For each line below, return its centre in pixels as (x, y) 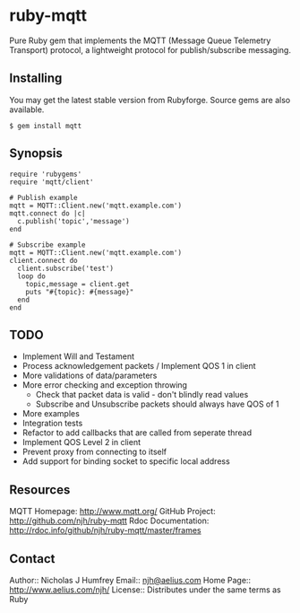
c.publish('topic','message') (73, 221)
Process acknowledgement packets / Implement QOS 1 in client (139, 366)
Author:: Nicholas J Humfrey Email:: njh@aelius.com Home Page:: (130, 580)
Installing (36, 79)
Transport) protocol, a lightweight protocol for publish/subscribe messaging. (150, 49)
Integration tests (52, 424)
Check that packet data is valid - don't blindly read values (142, 395)
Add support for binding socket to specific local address (126, 461)
